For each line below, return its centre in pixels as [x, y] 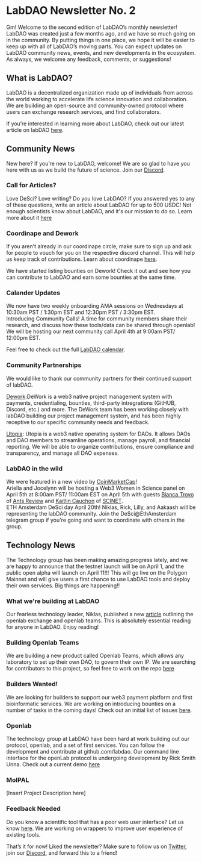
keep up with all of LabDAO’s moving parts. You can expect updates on [94, 46]
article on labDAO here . [35, 130]
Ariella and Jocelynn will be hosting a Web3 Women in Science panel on [96, 488]
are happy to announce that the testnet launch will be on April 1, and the [95, 566]
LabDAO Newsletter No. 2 [71, 11]
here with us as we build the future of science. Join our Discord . [86, 170]
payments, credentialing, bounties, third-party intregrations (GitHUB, [91, 403]
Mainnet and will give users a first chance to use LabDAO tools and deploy [98, 579]
